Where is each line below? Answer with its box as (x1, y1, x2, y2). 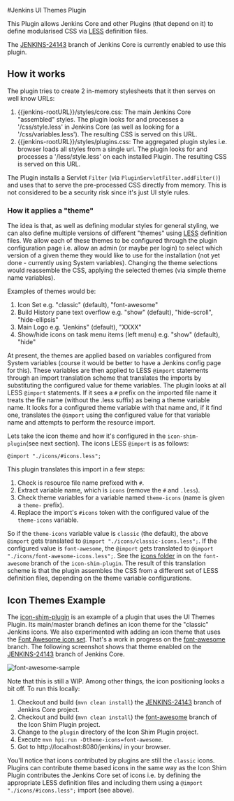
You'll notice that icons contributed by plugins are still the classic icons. (7, 756, 215, 765)
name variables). (7, 274, 56, 282)
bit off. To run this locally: (7, 684, 80, 693)
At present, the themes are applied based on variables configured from (7, 351, 212, 360)
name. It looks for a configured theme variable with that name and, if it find (7, 404, 222, 412)
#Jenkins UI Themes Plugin (7, 6, 87, 14)
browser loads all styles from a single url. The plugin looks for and (17, 145, 208, 153)
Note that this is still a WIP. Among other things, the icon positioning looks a (7, 676, 225, 685)
